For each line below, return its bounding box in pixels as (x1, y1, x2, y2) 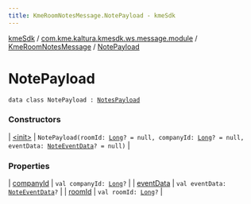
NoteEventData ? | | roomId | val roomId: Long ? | (8, 187, 163, 197)
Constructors (8, 114, 61, 125)
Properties (8, 160, 50, 171)
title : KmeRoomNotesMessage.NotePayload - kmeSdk (8, 11, 176, 20)
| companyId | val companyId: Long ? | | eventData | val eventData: (8, 179, 226, 188)
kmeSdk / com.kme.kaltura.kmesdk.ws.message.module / (8, 33, 198, 43)
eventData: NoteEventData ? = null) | (8, 140, 130, 150)
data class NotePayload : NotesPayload (8, 96, 141, 104)
